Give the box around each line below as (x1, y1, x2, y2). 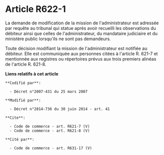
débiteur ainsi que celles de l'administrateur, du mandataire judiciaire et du (5, 30, 158, 36)
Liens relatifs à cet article (5, 71, 59, 77)
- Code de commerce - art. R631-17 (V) (9, 146, 92, 151)
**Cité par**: (5, 137, 35, 142)
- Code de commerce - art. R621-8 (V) (9, 128, 90, 133)
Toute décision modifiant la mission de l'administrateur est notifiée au (5, 45, 148, 51)
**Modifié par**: (5, 98, 41, 103)
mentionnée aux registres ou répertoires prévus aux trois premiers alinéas (5, 56, 157, 62)
